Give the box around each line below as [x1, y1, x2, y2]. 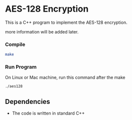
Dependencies [5, 97, 50, 105]
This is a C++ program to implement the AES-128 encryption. [5, 19, 128, 25]
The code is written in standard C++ [12, 110, 85, 116]
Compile [5, 41, 25, 48]
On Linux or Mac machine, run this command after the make [5, 74, 126, 81]
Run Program [5, 64, 37, 70]
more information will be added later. [5, 29, 79, 34]
